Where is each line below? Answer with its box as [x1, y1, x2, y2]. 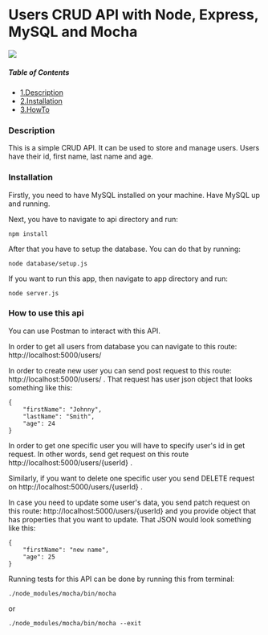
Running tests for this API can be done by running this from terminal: [8, 574, 235, 583]
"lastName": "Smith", [22, 412, 95, 420]
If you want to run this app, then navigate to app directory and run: [8, 274, 229, 283]
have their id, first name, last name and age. [8, 151, 154, 162]
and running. [8, 199, 51, 208]
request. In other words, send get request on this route [8, 449, 189, 459]
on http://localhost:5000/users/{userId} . [8, 481, 143, 492]
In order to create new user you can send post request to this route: [8, 365, 232, 375]
